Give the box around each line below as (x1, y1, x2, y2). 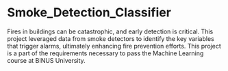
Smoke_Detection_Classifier (7, 5, 171, 20)
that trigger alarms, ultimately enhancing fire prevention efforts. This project (7, 42, 221, 50)
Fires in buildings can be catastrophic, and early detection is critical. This (7, 27, 214, 35)
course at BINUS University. (7, 56, 86, 64)
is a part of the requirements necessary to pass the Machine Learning (7, 49, 204, 57)
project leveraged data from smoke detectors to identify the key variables (7, 34, 214, 42)
